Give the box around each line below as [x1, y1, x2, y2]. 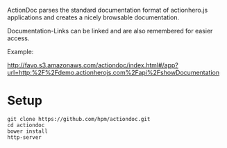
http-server [7, 133, 42, 141]
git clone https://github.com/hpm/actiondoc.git [7, 115, 151, 122]
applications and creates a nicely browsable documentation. [7, 13, 180, 22]
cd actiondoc [7, 122, 45, 129]
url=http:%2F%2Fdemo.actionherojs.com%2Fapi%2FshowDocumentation [7, 69, 220, 76]
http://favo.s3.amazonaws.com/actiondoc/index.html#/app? [7, 61, 179, 69]
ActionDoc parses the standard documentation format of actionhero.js [7, 6, 208, 14]
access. [7, 34, 30, 42]
